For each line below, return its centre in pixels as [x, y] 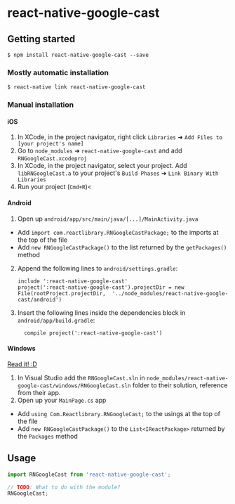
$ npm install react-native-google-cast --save [78, 55]
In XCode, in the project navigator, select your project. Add [102, 166]
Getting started [41, 39]
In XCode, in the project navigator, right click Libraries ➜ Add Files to [120, 137]
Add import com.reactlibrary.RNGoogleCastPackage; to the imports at [118, 232]
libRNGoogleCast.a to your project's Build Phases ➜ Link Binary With [118, 173]
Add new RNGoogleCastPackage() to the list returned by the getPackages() [122, 247]
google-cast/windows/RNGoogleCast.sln [74, 386]
